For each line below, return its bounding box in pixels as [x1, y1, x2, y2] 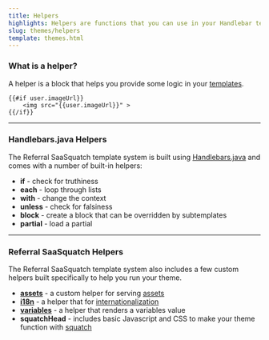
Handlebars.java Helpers [8, 134, 107, 145]
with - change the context [19, 193, 106, 202]
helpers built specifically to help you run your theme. [8, 273, 183, 282]
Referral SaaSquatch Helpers [8, 246, 124, 257]
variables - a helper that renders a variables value [19, 306, 186, 315]
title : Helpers [8, 11, 59, 20]
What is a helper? [8, 61, 78, 72]
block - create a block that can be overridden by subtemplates [19, 210, 227, 220]
